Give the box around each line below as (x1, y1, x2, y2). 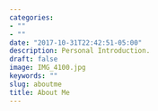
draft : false (9, 55, 58, 64)
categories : (9, 13, 54, 22)
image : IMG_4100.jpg (9, 64, 87, 73)
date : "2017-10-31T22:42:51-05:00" (9, 38, 143, 47)
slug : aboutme (9, 80, 63, 89)
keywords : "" (9, 72, 58, 81)
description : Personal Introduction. (9, 47, 151, 55)
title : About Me (9, 88, 70, 97)
